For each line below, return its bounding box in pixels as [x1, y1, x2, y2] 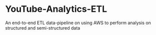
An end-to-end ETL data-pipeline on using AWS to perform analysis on [5, 20, 151, 26]
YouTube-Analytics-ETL [5, 3, 107, 15]
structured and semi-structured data [5, 25, 80, 31]
